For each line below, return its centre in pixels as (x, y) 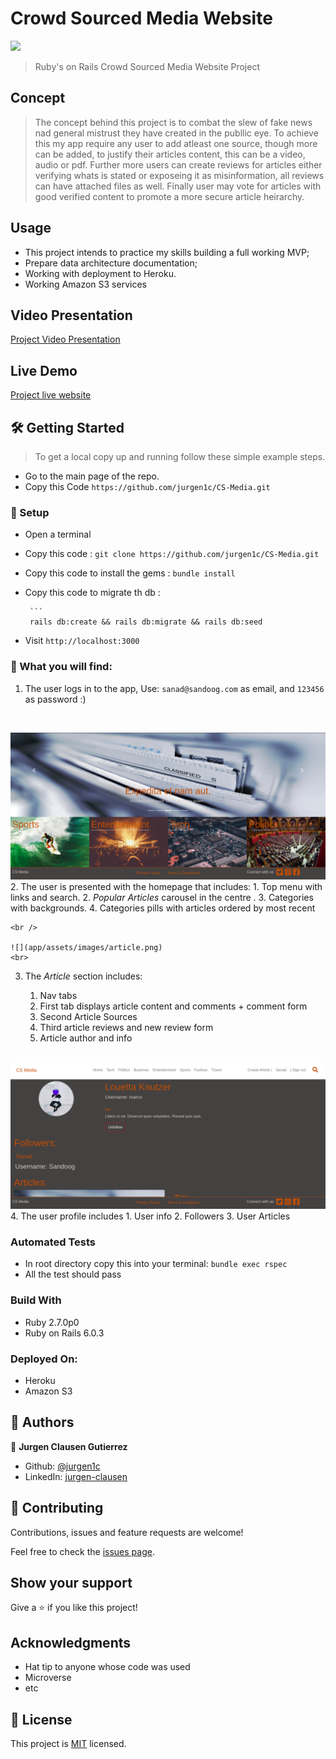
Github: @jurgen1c (62, 1466)
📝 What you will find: (61, 667)
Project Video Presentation (65, 339)
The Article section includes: (83, 976)
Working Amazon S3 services (85, 284)
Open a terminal (58, 534)
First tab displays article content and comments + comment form (173, 1006)
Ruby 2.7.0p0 (52, 1322)
